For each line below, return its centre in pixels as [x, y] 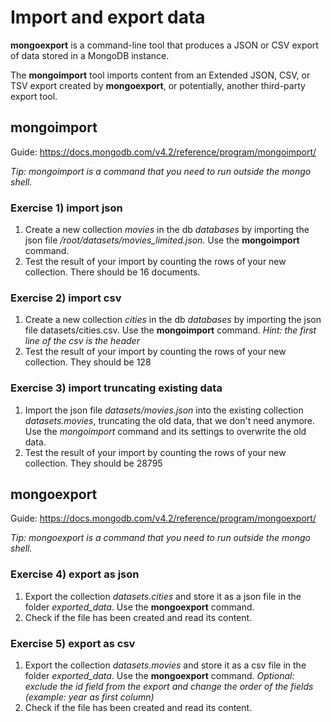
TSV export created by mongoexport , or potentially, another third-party [158, 85]
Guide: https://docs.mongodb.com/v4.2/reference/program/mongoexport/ [163, 518]
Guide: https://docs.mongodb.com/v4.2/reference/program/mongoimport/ [163, 152]
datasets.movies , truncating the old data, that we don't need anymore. [170, 420]
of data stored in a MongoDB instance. [90, 55]
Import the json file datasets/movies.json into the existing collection [164, 410]
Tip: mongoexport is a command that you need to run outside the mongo [160, 538]
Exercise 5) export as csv [73, 643]
